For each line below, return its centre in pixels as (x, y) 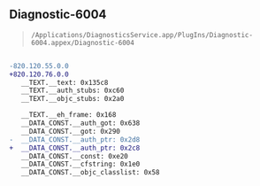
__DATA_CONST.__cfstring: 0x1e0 (80, 164)
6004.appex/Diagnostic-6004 (82, 43)
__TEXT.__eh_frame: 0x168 (69, 115)
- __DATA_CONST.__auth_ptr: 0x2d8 (75, 139)
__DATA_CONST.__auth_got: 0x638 (80, 123)
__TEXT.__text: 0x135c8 (65, 82)
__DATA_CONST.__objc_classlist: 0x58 (91, 173)
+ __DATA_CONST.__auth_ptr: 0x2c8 (75, 148)
